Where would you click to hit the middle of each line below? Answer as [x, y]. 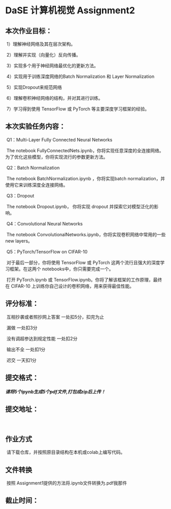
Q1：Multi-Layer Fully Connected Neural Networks [60, 139]
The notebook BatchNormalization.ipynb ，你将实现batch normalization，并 [86, 178]
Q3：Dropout [20, 195]
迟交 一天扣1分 [21, 360]
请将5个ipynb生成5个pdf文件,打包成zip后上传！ [55, 391]
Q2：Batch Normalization [33, 167]
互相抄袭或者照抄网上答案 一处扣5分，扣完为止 [55, 317]
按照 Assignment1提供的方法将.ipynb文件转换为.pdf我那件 [67, 483]
